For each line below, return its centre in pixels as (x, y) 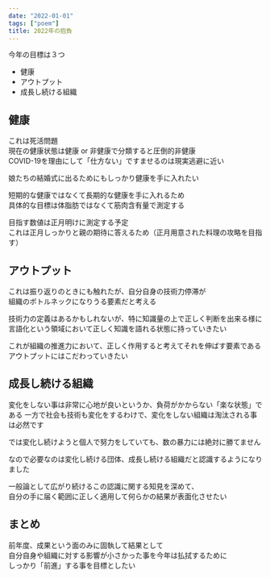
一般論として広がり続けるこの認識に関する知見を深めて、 (104, 486)
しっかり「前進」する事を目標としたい (72, 565)
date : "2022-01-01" (41, 16)
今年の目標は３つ (37, 55)
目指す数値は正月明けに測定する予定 (69, 222)
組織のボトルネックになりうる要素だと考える (83, 301)
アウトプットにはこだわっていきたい (69, 356)
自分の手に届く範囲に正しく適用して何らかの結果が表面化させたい (118, 496)
